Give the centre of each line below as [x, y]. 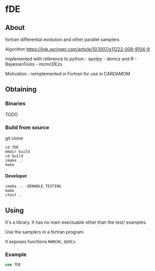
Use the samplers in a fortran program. [45, 232]
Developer [16, 176]
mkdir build [17, 151]
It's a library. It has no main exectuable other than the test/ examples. [76, 222]
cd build [14, 156]
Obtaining [21, 89]
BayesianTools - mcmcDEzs [34, 64]
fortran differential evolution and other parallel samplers [62, 39]
